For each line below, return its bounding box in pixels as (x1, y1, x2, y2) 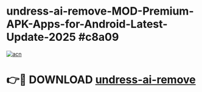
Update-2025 (6, 30, 76, 44)
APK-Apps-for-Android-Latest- (6, 17, 168, 31)
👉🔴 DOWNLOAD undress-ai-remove (6, 73, 196, 87)
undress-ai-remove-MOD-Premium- (6, 4, 194, 18)
